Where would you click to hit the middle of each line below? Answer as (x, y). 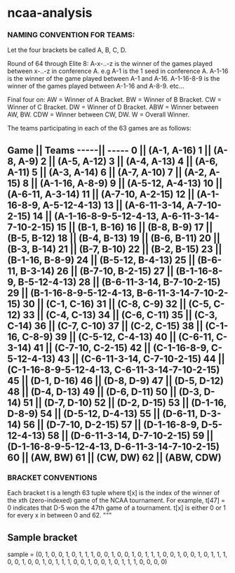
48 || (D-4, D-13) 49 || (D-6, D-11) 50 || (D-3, (105, 391)
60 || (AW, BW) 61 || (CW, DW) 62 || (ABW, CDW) (115, 457)
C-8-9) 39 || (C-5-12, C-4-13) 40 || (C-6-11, (118, 337)
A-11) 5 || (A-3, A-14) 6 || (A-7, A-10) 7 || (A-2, (107, 172)
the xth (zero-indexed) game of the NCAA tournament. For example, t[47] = (116, 501)
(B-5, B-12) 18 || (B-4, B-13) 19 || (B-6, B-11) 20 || (114, 238)
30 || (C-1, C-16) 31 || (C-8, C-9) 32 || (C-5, (117, 304)
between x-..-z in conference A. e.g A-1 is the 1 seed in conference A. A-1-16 (118, 71)
